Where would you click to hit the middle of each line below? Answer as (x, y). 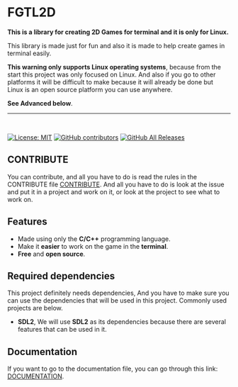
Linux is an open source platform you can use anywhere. (90, 89)
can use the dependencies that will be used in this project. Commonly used (117, 301)
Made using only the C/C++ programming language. (94, 239)
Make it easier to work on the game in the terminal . (93, 246)
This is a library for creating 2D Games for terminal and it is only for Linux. (118, 32)
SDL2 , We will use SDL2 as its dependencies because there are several (122, 322)
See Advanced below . (40, 103)
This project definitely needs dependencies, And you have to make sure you (118, 293)
